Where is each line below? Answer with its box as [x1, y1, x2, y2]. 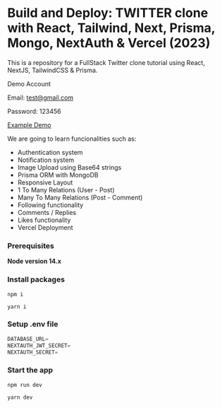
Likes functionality [17, 216, 71, 224]
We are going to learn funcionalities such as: [7, 134, 137, 143]
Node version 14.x [7, 257, 62, 266]
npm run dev [7, 381, 42, 388]
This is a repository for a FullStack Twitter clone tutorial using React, [7, 58, 206, 66]
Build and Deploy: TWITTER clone [7, 5, 209, 21]
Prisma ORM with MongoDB [17, 170, 99, 179]
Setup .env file [7, 320, 58, 330]
